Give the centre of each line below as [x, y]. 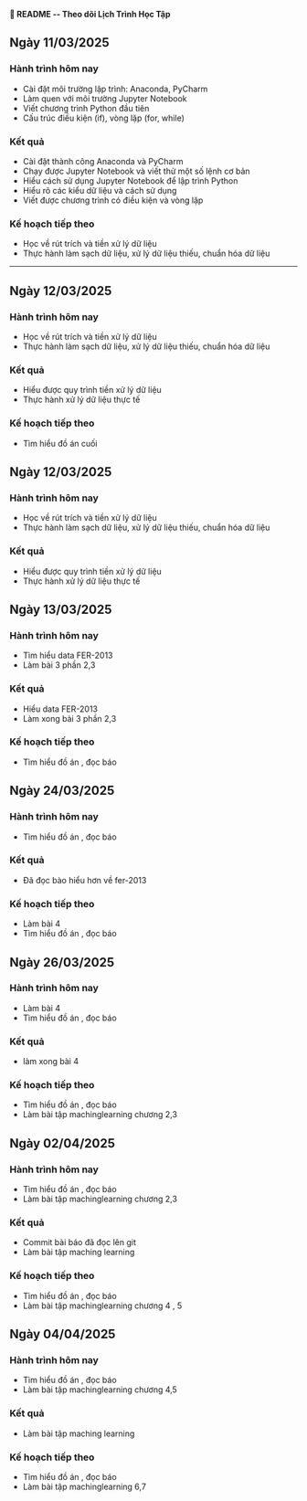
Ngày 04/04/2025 [63, 1334]
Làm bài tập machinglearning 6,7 [84, 1486]
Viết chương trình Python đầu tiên [86, 108]
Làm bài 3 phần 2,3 [59, 665]
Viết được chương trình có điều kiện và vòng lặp [113, 200]
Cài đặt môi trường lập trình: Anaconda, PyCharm [115, 89]
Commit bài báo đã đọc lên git [79, 1242]
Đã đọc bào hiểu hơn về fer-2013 [85, 880]
